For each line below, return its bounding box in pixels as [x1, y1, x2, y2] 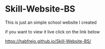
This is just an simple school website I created [5, 19, 97, 25]
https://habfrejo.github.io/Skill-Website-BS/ [5, 38, 91, 44]
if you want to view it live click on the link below [5, 29, 100, 34]
